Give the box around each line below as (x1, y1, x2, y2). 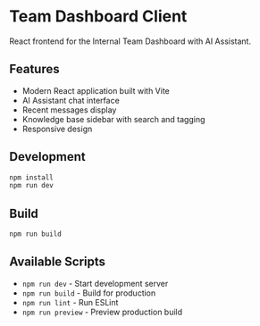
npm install (9, 172, 54, 182)
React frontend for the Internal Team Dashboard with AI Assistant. (9, 36, 252, 46)
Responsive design (21, 123, 93, 134)
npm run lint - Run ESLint (21, 297, 119, 307)
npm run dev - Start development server (21, 278, 169, 288)
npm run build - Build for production (21, 288, 156, 298)
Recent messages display (21, 104, 117, 115)
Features (9, 62, 60, 77)
